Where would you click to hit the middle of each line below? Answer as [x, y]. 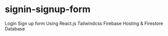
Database [15, 28]
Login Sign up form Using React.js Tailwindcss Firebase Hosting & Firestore [84, 23]
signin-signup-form [47, 9]
